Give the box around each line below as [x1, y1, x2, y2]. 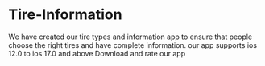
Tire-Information [8, 6, 122, 24]
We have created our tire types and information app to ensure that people [8, 32, 253, 41]
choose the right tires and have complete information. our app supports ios [8, 40, 258, 49]
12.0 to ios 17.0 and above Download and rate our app [8, 49, 186, 58]
